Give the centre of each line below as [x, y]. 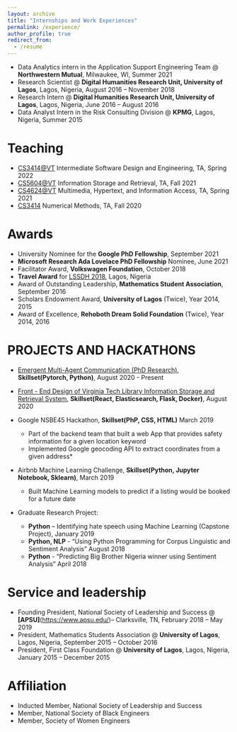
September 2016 [42, 291]
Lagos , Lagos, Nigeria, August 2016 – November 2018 [96, 90]
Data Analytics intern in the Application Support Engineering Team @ [118, 67]
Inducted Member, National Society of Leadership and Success [110, 705]
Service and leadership [77, 592]
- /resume [28, 47]
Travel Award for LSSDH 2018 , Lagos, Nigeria [84, 276]
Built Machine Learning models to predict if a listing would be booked [129, 491]
